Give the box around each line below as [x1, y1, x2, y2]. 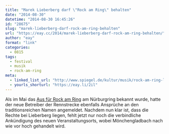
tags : [5, 54, 17, 59]
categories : [5, 45, 30, 50]
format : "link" [5, 40, 37, 45]
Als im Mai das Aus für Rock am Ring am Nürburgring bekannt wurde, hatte [5, 96, 161, 102]
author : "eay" [5, 36, 35, 41]
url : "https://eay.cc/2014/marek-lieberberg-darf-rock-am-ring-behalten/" [5, 31, 165, 36]
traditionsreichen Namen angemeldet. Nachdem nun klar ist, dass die [5, 107, 149, 113]
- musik [10, 63, 26, 69]
